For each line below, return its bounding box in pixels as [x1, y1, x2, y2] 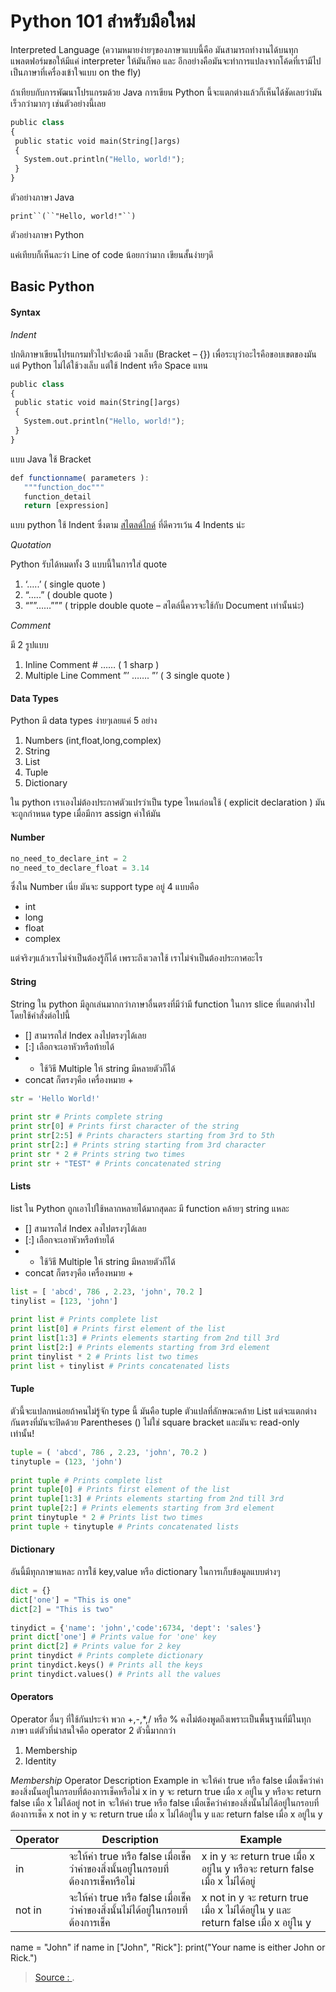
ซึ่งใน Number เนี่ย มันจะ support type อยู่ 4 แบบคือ [10, 881, 200, 893]
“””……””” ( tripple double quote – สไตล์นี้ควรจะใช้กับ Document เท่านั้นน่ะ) [24, 600, 305, 612]
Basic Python [10, 278, 95, 295]
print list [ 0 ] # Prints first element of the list [10, 1324, 226, 1334]
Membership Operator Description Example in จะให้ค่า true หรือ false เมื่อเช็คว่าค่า [10, 1774, 324, 1786]
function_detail [23, 491, 92, 502]
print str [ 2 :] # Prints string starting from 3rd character [10, 1140, 267, 1150]
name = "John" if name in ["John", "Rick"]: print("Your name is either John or [10, 1941, 326, 1953]
